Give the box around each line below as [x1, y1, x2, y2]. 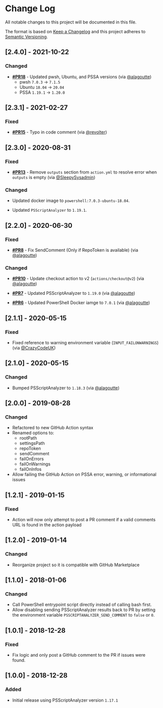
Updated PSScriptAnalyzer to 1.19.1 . [12, 207, 87, 213]
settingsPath [19, 441, 45, 446]
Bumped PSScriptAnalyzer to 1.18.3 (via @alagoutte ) [12, 385, 120, 391]
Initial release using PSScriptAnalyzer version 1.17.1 [12, 697, 118, 703]
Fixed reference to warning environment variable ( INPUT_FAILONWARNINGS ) [12, 339, 159, 345]
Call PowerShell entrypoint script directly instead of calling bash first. [12, 602, 152, 608]
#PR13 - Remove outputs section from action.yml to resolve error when [12, 169, 157, 175]
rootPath [19, 435, 37, 441]
